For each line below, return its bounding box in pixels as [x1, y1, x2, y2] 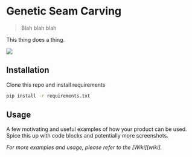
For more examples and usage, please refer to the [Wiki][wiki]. [6, 144, 162, 151]
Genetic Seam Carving [6, 4, 122, 18]
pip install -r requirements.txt [6, 93, 91, 99]
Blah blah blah [21, 24, 57, 32]
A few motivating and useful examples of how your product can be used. [6, 125, 187, 133]
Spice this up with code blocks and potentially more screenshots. [6, 132, 169, 139]
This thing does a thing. [6, 36, 65, 43]
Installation [6, 65, 50, 75]
